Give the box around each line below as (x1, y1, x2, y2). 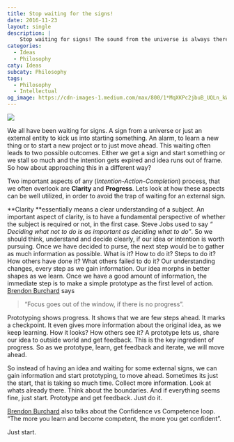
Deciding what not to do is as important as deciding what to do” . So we (7, 228, 213, 235)
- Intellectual (13, 88, 58, 95)
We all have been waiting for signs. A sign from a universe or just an (7, 127, 202, 134)
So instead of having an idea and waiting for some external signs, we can (7, 364, 217, 372)
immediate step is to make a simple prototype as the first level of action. (7, 279, 214, 287)
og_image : (7, 95, 36, 102)
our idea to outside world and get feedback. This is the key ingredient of (7, 336, 214, 344)
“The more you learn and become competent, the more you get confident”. (7, 415, 221, 423)
